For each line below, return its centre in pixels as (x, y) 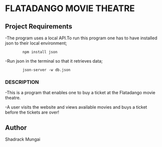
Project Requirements (39, 26)
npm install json (40, 52)
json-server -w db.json (46, 70)
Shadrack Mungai (23, 139)
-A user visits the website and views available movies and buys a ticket (76, 107)
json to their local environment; (36, 43)
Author (16, 127)
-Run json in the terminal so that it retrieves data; (54, 61)
